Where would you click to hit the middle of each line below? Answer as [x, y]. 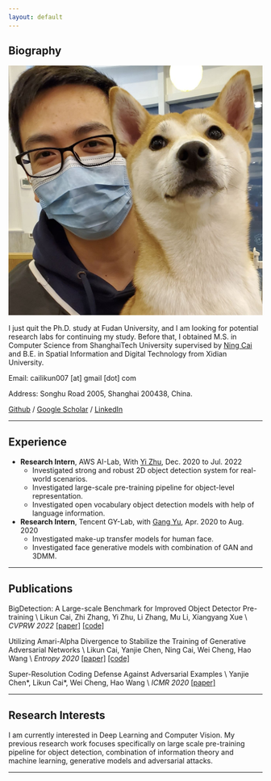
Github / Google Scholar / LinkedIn [66, 409]
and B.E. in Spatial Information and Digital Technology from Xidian [118, 354]
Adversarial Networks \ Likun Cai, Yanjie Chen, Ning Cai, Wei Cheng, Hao [130, 649]
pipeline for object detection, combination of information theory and [121, 752]
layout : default [35, 17]
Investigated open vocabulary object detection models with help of [143, 504]
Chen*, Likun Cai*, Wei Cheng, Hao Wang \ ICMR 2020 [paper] [112, 683]
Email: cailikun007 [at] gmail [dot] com [73, 378]
